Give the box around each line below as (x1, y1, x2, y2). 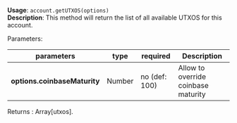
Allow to (178, 63, 205, 72)
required (140, 51, 171, 60)
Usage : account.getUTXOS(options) (7, 6, 109, 14)
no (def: (140, 72, 167, 82)
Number (107, 77, 134, 86)
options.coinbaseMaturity (11, 77, 100, 86)
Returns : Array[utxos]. (7, 108, 74, 115)
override (178, 72, 207, 82)
